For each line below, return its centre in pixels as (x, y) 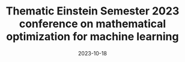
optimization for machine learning (92, 37)
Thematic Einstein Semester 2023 (92, 11)
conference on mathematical (92, 24)
